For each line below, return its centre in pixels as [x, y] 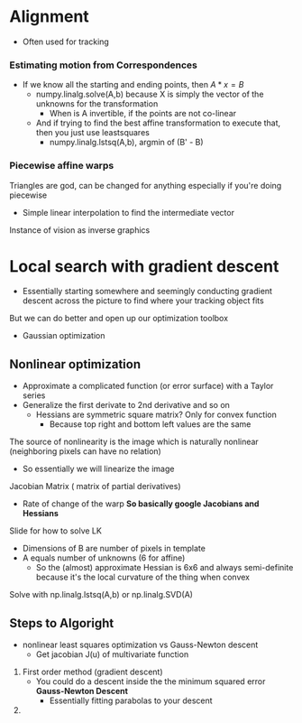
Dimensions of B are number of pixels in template [114, 549]
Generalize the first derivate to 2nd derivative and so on [126, 405]
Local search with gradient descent [144, 266]
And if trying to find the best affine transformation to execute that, [158, 123]
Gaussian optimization [64, 336]
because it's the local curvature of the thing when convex [143, 577]
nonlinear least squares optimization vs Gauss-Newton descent [140, 645]
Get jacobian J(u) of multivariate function [112, 654]
